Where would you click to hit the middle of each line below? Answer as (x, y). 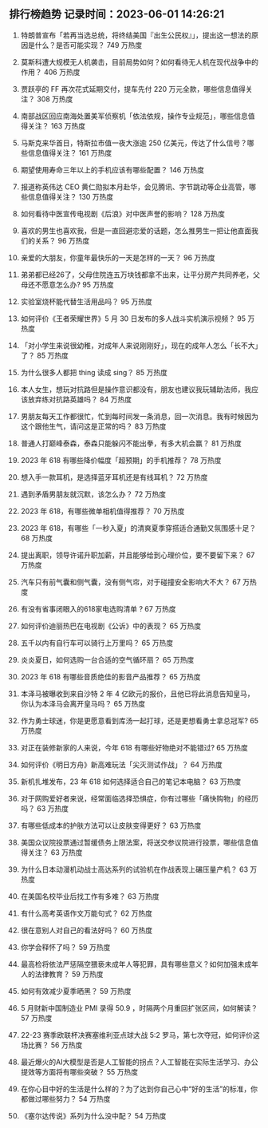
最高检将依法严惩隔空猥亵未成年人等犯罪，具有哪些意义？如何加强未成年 (139, 964)
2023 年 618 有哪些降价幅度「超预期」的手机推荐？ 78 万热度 (121, 460)
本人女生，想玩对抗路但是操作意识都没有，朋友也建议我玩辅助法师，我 (136, 389)
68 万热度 (37, 538)
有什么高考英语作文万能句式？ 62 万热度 (86, 913)
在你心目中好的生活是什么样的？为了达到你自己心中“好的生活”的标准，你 (139, 1089)
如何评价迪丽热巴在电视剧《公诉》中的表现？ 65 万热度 (111, 626)
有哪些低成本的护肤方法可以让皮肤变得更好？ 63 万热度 (111, 825)
